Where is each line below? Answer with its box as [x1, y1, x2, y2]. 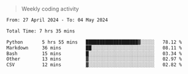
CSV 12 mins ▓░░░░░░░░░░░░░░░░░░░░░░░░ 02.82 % [6, 62, 182, 68]
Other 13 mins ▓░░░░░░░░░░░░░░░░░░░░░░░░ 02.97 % [6, 56, 182, 62]
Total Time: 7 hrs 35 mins [6, 28, 75, 34]
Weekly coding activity [21, 6, 80, 12]
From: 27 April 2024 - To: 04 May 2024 [6, 17, 108, 23]
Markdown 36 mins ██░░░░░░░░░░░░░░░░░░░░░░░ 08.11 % [6, 45, 182, 51]
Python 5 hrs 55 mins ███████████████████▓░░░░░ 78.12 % [6, 39, 182, 45]
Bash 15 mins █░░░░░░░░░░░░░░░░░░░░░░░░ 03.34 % [6, 50, 182, 57]
